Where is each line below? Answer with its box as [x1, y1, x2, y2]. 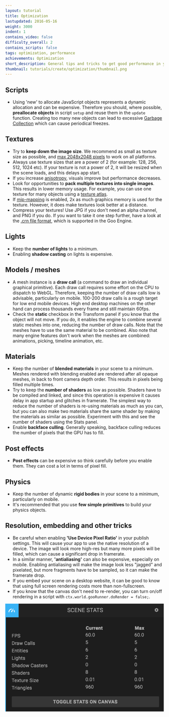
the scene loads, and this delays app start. [12, 169, 101, 175]
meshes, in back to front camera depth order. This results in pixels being [12, 376, 163, 382]
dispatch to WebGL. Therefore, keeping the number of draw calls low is [12, 290, 160, 296]
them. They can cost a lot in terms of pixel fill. [12, 463, 107, 469]
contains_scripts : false [5, 45, 57, 50]
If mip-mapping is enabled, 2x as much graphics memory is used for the [12, 196, 162, 202]
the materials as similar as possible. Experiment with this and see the [12, 414, 155, 420]
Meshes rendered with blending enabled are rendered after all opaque [12, 371, 158, 377]
